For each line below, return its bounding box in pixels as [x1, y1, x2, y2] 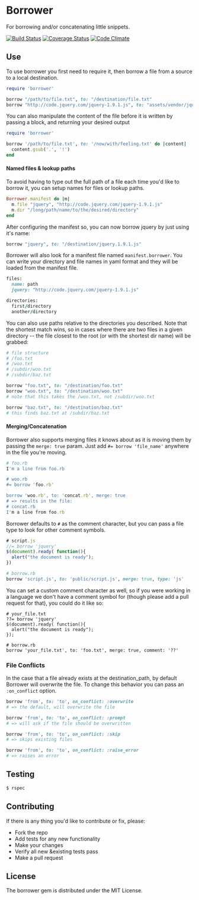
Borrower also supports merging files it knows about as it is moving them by [6, 436, 191, 443]
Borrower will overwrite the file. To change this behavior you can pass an [6, 681, 184, 688]
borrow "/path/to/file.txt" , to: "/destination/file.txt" [6, 96, 152, 102]
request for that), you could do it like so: [6, 599, 104, 607]
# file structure [6, 350, 49, 356]
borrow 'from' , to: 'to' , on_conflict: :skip [6, 731, 120, 737]
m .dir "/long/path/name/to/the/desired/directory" [11, 207, 139, 213]
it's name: [6, 229, 31, 236]
